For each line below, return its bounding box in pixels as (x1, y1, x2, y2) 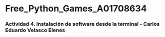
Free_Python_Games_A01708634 (5, 3, 147, 14)
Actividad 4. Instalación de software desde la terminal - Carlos (5, 21, 160, 28)
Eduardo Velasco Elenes (5, 27, 65, 34)
